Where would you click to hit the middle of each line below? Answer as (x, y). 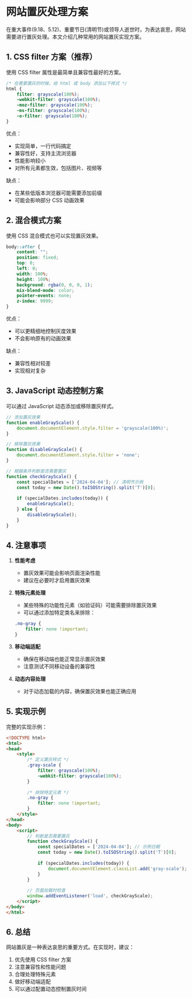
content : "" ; (32, 252)
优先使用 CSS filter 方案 (43, 960)
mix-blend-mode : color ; (46, 290)
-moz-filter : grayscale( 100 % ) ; (55, 105)
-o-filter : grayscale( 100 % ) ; (52, 116)
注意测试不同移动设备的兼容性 (59, 666)
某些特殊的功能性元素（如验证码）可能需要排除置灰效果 (90, 605)
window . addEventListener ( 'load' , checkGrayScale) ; (90, 896)
